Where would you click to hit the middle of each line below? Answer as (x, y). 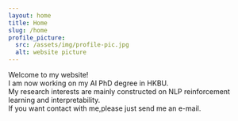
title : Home (28, 23)
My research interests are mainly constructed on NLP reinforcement (119, 91)
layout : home (30, 15)
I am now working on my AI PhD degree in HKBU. (88, 83)
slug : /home (28, 30)
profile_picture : (37, 38)
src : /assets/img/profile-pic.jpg (72, 45)
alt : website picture (51, 52)
